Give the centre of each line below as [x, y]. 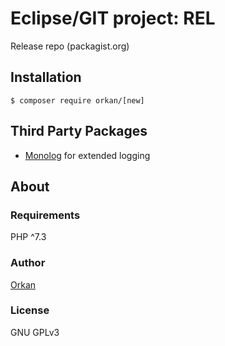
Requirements [45, 215]
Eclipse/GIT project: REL [113, 18]
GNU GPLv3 [35, 332]
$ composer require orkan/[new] [77, 100]
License [30, 310]
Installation [46, 77]
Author [28, 263]
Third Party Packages [79, 131]
